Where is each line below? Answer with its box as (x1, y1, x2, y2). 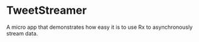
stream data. (6, 29, 38, 37)
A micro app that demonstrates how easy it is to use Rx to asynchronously (6, 23, 193, 31)
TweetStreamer (6, 4, 87, 17)
